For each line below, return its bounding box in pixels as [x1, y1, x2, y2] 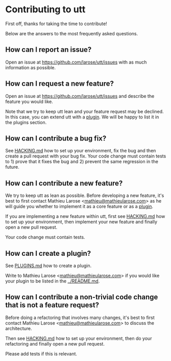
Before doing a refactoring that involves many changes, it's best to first [5, 314, 155, 320]
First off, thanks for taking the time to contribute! [5, 21, 107, 27]
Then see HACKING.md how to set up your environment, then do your [5, 335, 152, 342]
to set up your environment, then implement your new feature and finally [5, 219, 157, 225]
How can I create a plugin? [5, 249, 91, 257]
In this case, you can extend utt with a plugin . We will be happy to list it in [5, 114, 159, 120]
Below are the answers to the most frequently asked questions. [5, 30, 138, 36]
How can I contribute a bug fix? [5, 134, 107, 143]
